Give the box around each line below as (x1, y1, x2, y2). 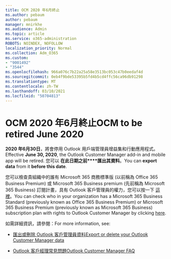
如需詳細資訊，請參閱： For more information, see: (5, 221, 111, 227)
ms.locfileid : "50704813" (5, 93, 60, 98)
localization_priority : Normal (5, 46, 72, 51)
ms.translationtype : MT (5, 79, 56, 84)
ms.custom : (5, 55, 29, 61)
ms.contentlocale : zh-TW (5, 84, 58, 89)
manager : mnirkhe (5, 22, 42, 27)
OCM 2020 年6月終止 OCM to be (5, 117, 142, 129)
